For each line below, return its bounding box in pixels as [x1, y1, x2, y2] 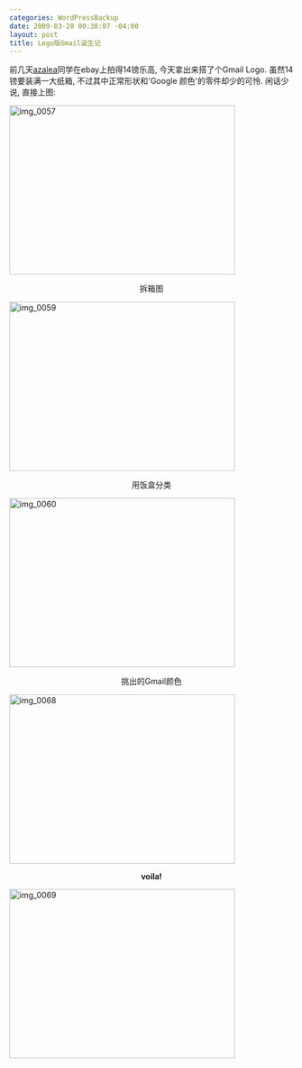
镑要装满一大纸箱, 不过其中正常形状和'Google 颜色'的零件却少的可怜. [9, 76, 263, 87]
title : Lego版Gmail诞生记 [9, 38, 102, 48]
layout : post [9, 30, 59, 39]
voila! [141, 871, 162, 882]
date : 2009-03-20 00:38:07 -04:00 [9, 22, 140, 31]
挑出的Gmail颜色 [121, 676, 182, 687]
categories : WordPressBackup [9, 13, 119, 23]
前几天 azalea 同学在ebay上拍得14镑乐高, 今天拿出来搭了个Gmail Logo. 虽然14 [9, 64, 294, 75]
